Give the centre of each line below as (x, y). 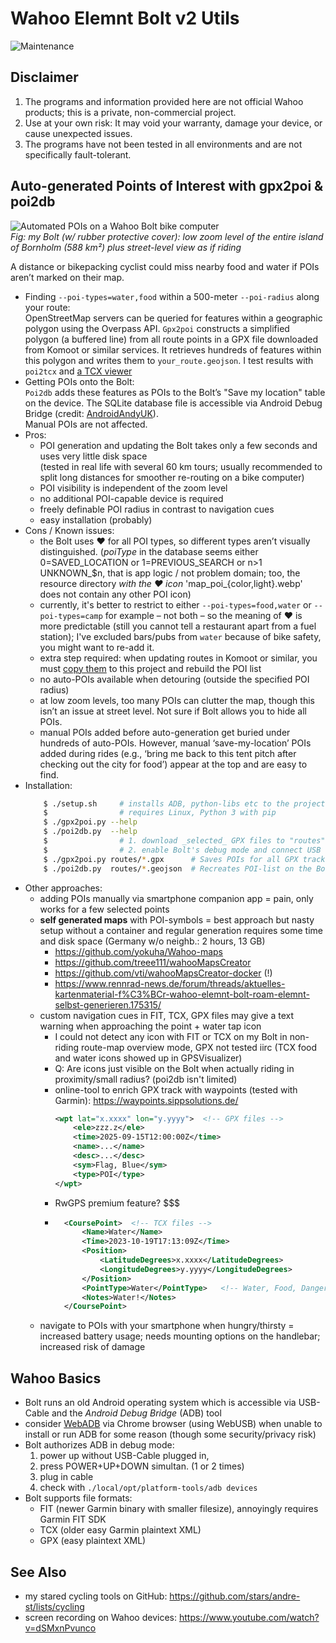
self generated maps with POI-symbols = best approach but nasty (177, 919)
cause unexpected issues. (78, 133)
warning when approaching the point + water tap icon (150, 1026)
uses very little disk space (93, 456)
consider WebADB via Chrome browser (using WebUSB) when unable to (173, 1424)
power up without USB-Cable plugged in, (124, 1456)
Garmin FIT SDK (73, 1519)
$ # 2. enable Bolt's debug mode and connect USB (182, 850)
